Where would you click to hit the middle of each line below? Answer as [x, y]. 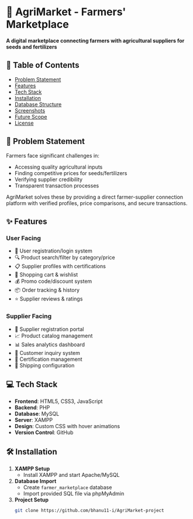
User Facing [23, 238]
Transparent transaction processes [57, 185]
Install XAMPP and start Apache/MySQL [71, 475]
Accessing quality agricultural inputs [58, 167]
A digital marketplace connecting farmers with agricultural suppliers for [95, 40]
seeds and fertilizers [32, 47]
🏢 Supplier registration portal [49, 329]
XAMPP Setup [32, 469]
